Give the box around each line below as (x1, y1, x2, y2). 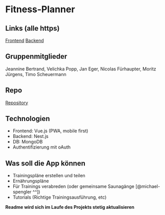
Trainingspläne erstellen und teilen (12, 173, 86, 179)
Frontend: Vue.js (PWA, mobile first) (12, 128, 88, 134)
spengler (12, 189, 32, 195)
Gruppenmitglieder (5, 52, 67, 61)
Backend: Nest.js (12, 133, 49, 139)
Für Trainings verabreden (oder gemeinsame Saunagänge (12, 183, 134, 189)
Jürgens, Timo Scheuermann (5, 71, 66, 77)
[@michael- (135, 183, 160, 189)
